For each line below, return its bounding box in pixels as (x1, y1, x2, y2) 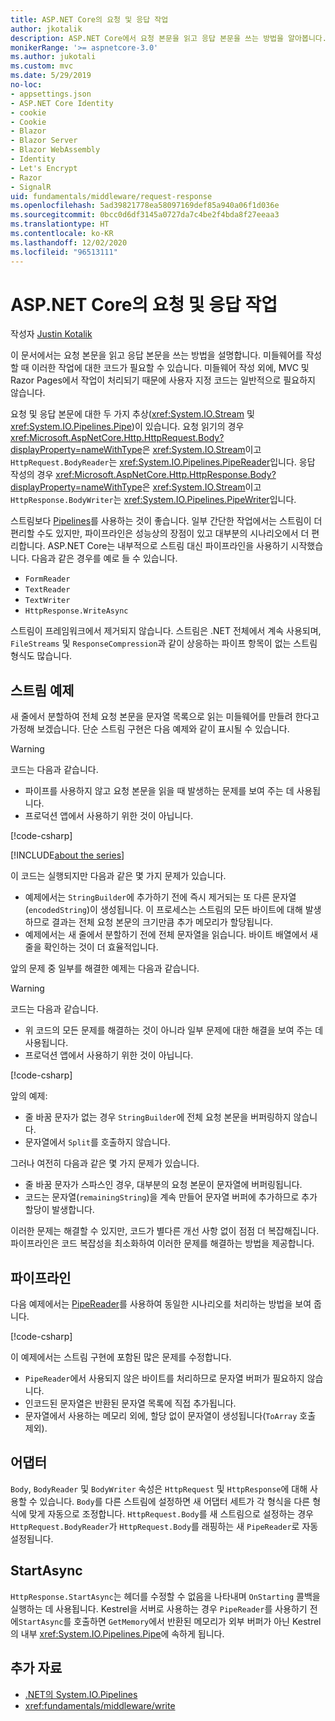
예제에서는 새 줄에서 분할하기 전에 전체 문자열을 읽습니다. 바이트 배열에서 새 (24, 929, 319, 941)
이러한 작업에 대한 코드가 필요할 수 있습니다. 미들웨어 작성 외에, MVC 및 (31, 362, 310, 374)
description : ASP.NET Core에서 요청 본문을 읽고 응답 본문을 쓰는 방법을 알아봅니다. (10, 33, 327, 43)
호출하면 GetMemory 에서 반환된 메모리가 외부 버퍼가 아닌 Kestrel (73, 1615, 322, 1627)
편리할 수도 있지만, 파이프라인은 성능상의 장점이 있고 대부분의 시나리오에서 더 (10, 527, 310, 540)
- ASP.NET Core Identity (10, 98, 114, 108)
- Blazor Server (10, 136, 78, 146)
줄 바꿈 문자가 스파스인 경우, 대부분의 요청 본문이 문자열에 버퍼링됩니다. (24, 1179, 303, 1191)
